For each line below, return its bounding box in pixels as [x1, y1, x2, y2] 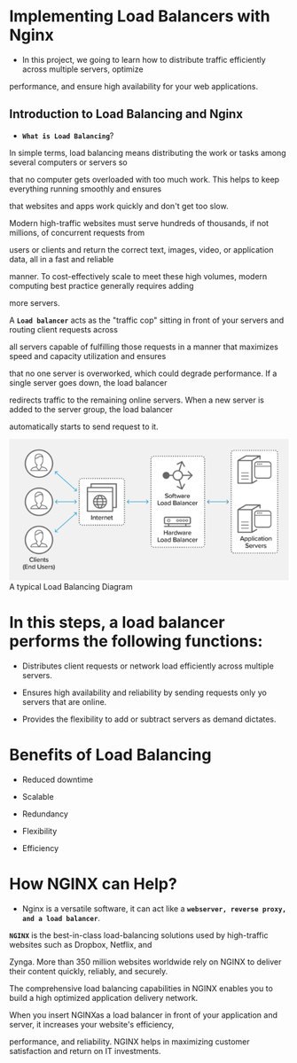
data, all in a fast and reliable [9, 254, 114, 264]
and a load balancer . [21, 912, 100, 923]
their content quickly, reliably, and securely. [9, 965, 168, 976]
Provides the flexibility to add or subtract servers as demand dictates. [21, 714, 277, 724]
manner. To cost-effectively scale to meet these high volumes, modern [9, 270, 268, 281]
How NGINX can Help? [9, 873, 177, 894]
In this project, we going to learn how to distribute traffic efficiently [21, 54, 266, 65]
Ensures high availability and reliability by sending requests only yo [21, 687, 268, 698]
